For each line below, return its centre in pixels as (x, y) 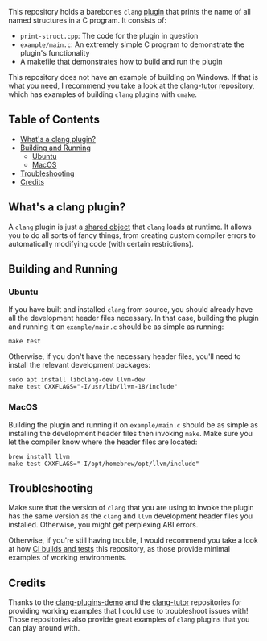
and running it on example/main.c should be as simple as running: (116, 327)
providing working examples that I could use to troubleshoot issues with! (128, 611)
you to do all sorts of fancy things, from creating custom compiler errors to (132, 235)
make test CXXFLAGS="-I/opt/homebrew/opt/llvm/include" (104, 464)
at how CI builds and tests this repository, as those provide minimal (119, 549)
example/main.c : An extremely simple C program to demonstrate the (132, 44)
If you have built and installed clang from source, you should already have (131, 310)
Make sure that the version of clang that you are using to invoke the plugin (131, 508)
